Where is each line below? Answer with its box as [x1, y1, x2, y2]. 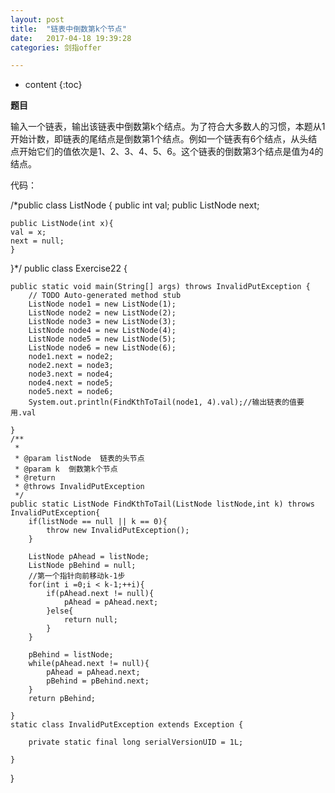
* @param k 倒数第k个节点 [14, 464, 118, 475]
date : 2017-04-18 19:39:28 [10, 33, 132, 43]
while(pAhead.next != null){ [28, 659, 150, 669]
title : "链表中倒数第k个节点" [10, 24, 127, 34]
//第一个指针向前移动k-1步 [28, 571, 126, 581]
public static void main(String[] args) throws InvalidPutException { [10, 282, 311, 292]
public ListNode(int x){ [10, 219, 114, 229]
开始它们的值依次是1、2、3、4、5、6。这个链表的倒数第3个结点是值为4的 [18, 146, 324, 158]
